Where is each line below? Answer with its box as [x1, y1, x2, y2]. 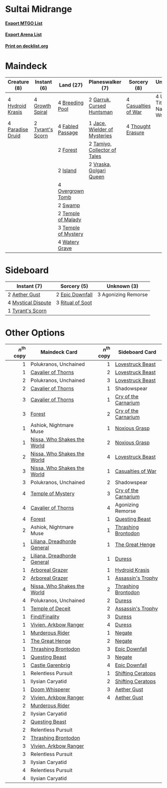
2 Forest [58, 146, 78, 153]
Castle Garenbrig [30, 662, 71, 669]
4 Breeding [58, 99, 84, 106]
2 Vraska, [88, 161, 111, 168]
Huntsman [88, 108, 113, 115]
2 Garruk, [88, 96, 111, 103]
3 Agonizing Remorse [97, 291, 148, 298]
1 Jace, [88, 119, 106, 126]
